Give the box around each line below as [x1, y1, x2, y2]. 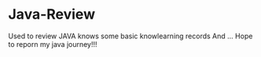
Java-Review [8, 5, 96, 23]
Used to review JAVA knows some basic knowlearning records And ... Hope [8, 31, 253, 41]
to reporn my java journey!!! [8, 39, 97, 48]
